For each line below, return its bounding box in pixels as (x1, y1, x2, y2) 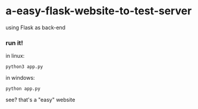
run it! (5, 39, 23, 47)
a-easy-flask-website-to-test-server (5, 4, 192, 18)
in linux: (5, 52, 25, 60)
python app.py (5, 86, 41, 92)
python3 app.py (5, 64, 43, 70)
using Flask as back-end (5, 24, 66, 31)
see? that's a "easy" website (5, 96, 76, 104)
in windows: (5, 74, 35, 82)
